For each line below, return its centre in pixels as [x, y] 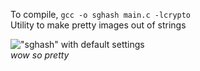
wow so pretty [40, 55]
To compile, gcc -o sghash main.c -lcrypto [101, 14]
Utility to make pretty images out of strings [98, 25]
